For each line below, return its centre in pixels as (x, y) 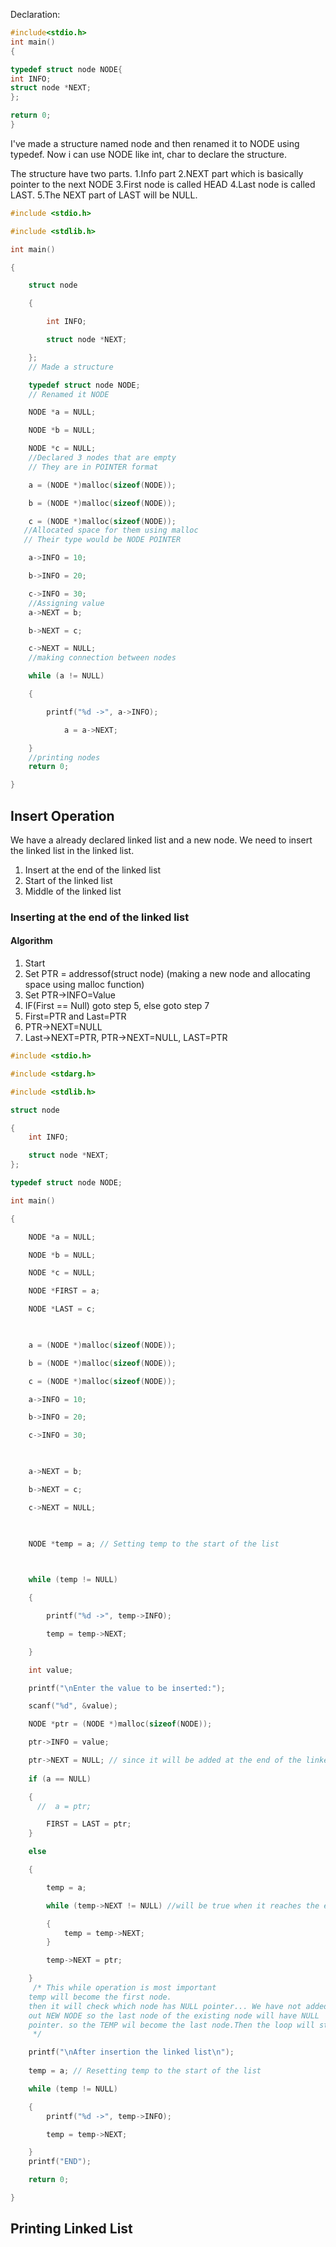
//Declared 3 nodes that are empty (102, 458)
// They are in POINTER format (93, 467)
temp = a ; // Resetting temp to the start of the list (145, 2071)
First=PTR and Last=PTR (75, 1016)
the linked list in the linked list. (72, 850)
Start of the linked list (68, 880)
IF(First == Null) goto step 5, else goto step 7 (117, 1006)
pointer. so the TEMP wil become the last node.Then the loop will (171, 2025)
